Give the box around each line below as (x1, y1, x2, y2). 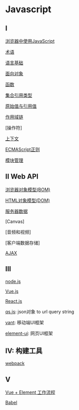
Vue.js (5, 288, 19, 294)
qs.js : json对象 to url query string (5, 309, 74, 315)
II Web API (5, 172, 39, 181)
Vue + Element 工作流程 (5, 389, 56, 396)
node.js (5, 278, 21, 284)
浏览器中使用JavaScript (5, 38, 55, 44)
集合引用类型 (5, 92, 32, 98)
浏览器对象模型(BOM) (5, 186, 50, 192)
